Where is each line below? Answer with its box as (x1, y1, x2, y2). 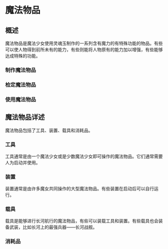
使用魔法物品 (5, 96, 36, 103)
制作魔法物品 (5, 66, 36, 73)
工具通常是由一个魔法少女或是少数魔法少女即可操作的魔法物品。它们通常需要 (5, 153, 163, 159)
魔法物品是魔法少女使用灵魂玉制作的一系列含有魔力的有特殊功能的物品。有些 (5, 41, 163, 46)
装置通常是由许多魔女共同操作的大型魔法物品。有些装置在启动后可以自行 (5, 186, 154, 192)
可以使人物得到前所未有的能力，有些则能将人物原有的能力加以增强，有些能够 (5, 47, 163, 53)
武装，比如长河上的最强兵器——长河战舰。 (9, 224, 97, 230)
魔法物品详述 (5, 113, 45, 122)
